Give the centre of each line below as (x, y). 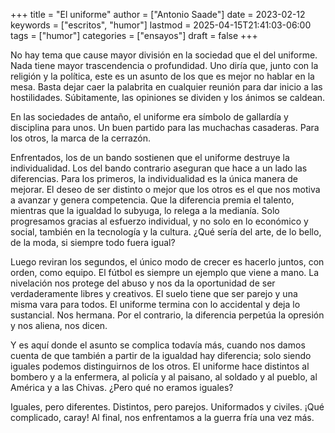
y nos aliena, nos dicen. (59, 325)
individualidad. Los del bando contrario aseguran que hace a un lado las (159, 168)
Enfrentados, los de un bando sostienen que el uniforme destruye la (150, 157)
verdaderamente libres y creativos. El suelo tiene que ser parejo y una (154, 293)
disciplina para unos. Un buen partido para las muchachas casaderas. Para (165, 127)
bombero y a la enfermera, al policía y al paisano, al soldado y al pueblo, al (164, 377)
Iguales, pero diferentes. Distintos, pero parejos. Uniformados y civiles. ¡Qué (167, 407)
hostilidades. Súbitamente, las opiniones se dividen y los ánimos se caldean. (168, 97)
